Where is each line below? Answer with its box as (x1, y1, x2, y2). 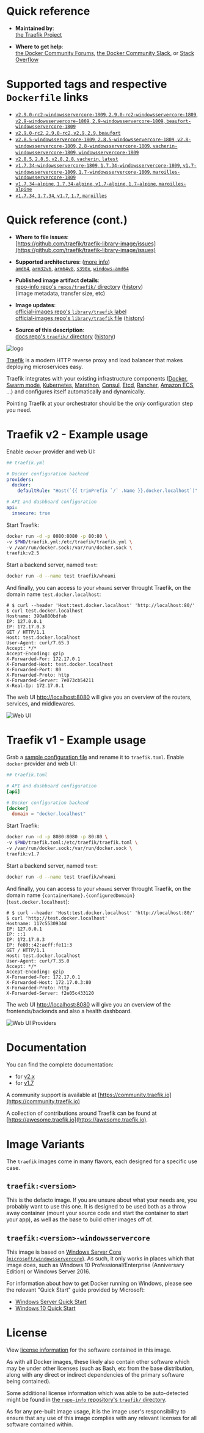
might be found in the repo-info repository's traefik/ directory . (6, 1396, 167, 1404)
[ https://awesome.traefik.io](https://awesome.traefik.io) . (6, 1115, 148, 1123)
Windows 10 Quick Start (15, 1305, 76, 1312)
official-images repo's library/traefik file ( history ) (15, 314, 145, 322)
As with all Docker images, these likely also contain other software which (6, 1358, 190, 1366)
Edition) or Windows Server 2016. (6, 1268, 90, 1275)
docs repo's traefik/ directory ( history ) (15, 332, 116, 340)
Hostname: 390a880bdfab (6, 613, 67, 619)
